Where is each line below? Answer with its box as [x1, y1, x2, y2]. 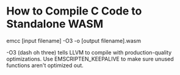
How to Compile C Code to [6, 4, 142, 18]
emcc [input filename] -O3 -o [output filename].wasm [6, 37, 142, 44]
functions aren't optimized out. [6, 62, 84, 69]
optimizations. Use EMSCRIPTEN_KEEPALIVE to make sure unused [6, 55, 174, 62]
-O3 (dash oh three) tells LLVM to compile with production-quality [6, 48, 172, 56]
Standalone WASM [6, 17, 104, 31]
